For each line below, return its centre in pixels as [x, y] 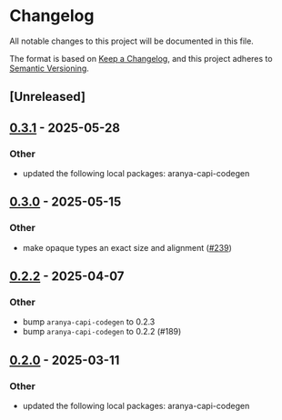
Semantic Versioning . [49, 68]
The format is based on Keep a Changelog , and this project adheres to [141, 58]
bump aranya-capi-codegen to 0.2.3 [89, 322]
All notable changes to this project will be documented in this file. [132, 41]
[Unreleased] [48, 97]
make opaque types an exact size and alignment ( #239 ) [127, 247]
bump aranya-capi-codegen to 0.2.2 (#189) [102, 332]
